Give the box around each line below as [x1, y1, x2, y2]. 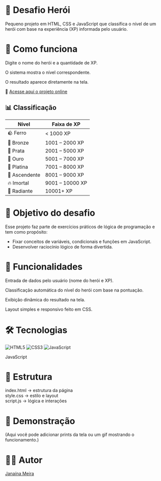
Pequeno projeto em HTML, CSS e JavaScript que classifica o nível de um [5, 21, 156, 27]
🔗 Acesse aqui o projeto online [5, 89, 68, 95]
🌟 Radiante [7, 188, 33, 194]
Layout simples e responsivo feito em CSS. [5, 306, 93, 312]
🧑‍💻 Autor [5, 454, 43, 466]
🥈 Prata [7, 147, 25, 154]
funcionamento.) [5, 437, 39, 443]
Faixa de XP [52, 121, 81, 128]
